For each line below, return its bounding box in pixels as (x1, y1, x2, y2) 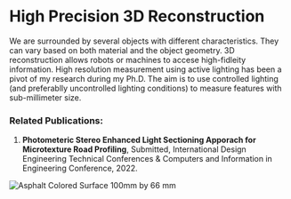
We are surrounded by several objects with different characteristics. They (9, 36, 279, 46)
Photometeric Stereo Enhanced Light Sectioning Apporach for (21, 135, 256, 146)
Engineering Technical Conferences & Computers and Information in (21, 154, 273, 164)
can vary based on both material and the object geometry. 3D (9, 44, 236, 55)
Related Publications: (9, 114, 104, 126)
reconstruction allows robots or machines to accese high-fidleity (9, 54, 247, 65)
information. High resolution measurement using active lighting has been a (9, 64, 282, 75)
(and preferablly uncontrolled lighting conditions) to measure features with (9, 83, 282, 93)
